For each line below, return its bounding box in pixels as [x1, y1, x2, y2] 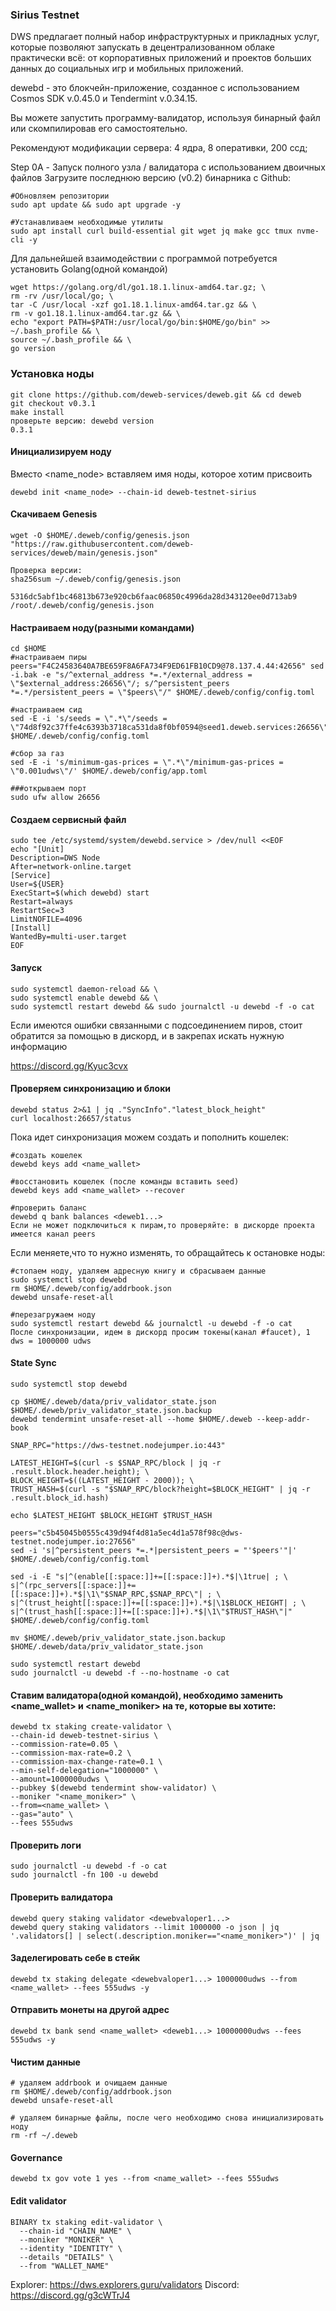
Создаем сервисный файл [10, 813, 127, 825]
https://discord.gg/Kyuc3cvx [10, 1059, 129, 1072]
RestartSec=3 [10, 906, 65, 916]
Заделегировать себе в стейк [10, 1952, 141, 1964]
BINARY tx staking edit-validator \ [10, 2217, 163, 2227]
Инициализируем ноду [10, 446, 112, 458]
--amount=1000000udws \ [10, 1774, 110, 1785]
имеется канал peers [10, 1229, 97, 1239]
